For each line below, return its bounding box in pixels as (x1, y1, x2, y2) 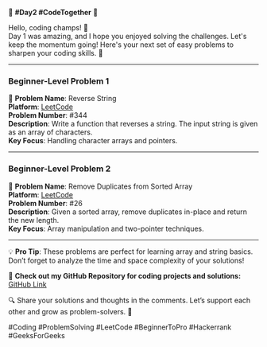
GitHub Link (8, 279, 47, 289)
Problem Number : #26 (8, 198, 83, 208)
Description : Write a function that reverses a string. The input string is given (8, 119, 258, 129)
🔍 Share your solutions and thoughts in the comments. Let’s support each (8, 295, 251, 305)
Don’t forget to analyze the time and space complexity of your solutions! (8, 255, 245, 265)
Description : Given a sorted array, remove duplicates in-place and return (8, 207, 248, 216)
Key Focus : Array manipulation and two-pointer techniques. (8, 224, 204, 233)
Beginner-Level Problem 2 (8, 163, 111, 174)
